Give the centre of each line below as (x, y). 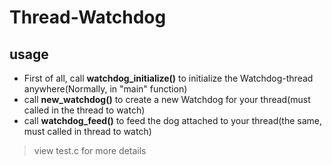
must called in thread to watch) (87, 131)
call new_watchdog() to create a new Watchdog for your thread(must (167, 99)
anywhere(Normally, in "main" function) (105, 89)
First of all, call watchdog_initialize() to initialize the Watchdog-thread (168, 78)
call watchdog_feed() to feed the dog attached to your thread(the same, (173, 120)
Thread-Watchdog (88, 17)
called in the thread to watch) (84, 110)
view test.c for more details (90, 150)
